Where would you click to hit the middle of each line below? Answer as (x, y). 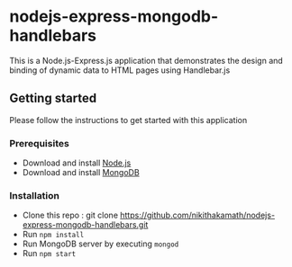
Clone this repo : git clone (70, 215)
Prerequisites (39, 143)
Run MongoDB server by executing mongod (100, 244)
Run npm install (53, 235)
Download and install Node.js (77, 163)
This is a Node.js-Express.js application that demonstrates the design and (146, 60)
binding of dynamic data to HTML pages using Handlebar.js (120, 70)
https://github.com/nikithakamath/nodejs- (198, 215)
